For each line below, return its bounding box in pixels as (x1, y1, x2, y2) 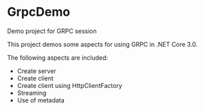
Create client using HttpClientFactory (16, 81, 122, 89)
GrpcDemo (7, 4, 71, 20)
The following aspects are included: (7, 53, 109, 62)
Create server (16, 67, 56, 75)
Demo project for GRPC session (7, 27, 98, 35)
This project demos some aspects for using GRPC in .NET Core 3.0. (7, 40, 198, 48)
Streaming (16, 89, 47, 97)
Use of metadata (16, 96, 65, 104)
